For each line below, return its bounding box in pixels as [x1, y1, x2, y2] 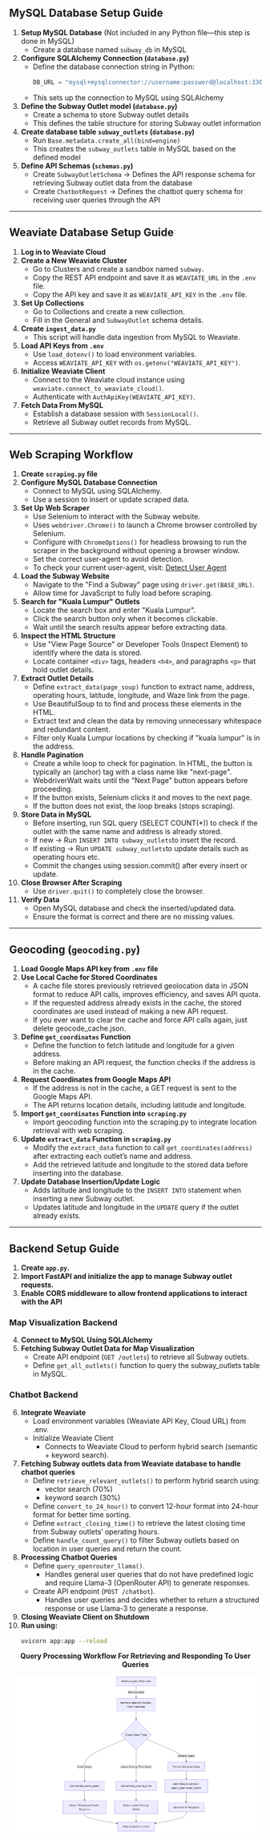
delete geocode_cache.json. [32, 1023, 127, 1033]
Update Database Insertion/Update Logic [20, 1177, 161, 1187]
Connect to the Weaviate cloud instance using [32, 374, 185, 384]
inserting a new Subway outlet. [32, 1194, 135, 1204]
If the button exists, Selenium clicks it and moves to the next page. [32, 793, 252, 802]
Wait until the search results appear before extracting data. [32, 623, 228, 632]
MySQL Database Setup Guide [9, 6, 163, 20]
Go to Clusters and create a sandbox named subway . [32, 264, 204, 273]
